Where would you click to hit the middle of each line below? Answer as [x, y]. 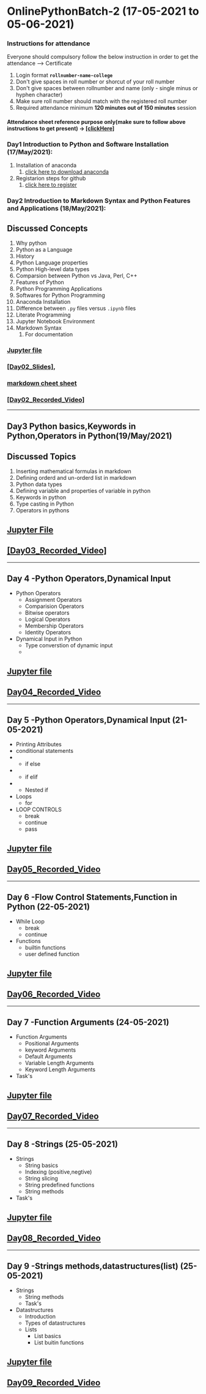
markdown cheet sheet [42, 383]
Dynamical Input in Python [49, 639]
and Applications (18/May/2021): [57, 209]
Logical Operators [48, 619]
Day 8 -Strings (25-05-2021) [63, 1145]
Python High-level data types [53, 269]
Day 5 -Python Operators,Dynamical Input [89, 720]
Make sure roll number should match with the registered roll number [101, 101]
